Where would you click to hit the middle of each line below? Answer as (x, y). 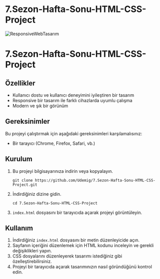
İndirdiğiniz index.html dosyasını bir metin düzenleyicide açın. (76, 240)
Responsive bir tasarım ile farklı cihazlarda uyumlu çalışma (72, 100)
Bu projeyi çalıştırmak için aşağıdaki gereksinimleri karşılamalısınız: (74, 133)
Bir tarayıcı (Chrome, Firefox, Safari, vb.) (54, 143)
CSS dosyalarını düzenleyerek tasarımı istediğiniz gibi (67, 256)
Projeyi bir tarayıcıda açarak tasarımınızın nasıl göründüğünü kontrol (82, 267)
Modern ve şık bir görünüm (40, 106)
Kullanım (19, 228)
